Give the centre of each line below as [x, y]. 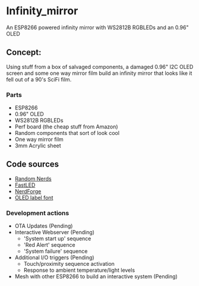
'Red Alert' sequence [49, 245]
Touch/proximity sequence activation [69, 264]
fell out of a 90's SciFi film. [39, 79]
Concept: [24, 53]
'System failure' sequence [56, 252]
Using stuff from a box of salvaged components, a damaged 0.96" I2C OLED [100, 67]
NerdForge [28, 191]
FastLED [25, 185]
